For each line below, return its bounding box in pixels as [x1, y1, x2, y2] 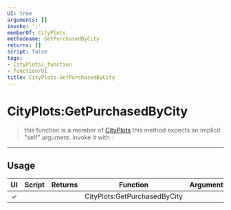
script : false [7, 49, 48, 56]
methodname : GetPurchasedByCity [7, 36, 100, 43]
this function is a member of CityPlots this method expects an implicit [23, 126, 221, 135]
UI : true [7, 10, 32, 17]
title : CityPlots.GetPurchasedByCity [7, 73, 115, 81]
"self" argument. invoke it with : [23, 133, 115, 141]
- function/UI [7, 67, 48, 74]
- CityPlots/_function [7, 61, 72, 68]
